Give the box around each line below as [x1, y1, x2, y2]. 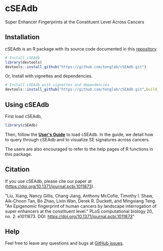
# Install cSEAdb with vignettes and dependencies [5, 83, 110, 87]
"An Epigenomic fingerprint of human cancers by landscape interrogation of [5, 203, 157, 209]
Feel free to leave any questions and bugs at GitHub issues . [5, 240, 124, 246]
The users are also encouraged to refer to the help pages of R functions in [5, 146, 153, 152]
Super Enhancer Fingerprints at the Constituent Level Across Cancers [5, 19, 145, 25]
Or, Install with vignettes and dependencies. [5, 73, 93, 79]
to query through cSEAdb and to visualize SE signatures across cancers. [5, 136, 150, 142]
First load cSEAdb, [5, 113, 42, 119]
